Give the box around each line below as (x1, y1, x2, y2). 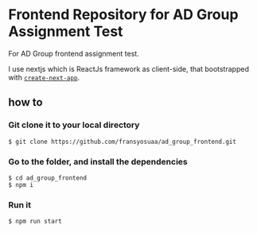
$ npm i (8, 181, 34, 188)
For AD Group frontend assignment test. (8, 49, 139, 58)
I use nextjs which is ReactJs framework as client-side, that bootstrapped (8, 64, 249, 73)
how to (8, 95, 43, 109)
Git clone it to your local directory (8, 119, 140, 130)
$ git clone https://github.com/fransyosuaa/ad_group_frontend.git (8, 138, 237, 146)
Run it (8, 199, 32, 210)
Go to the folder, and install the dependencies (8, 156, 189, 167)
